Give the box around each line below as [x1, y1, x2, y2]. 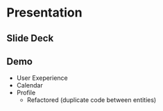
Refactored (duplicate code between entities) [26, 96, 157, 104]
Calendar [16, 81, 43, 90]
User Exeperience [16, 74, 69, 82]
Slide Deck [6, 32, 54, 44]
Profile [16, 88, 36, 97]
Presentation [6, 5, 83, 21]
